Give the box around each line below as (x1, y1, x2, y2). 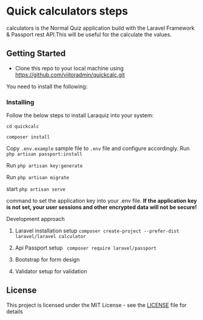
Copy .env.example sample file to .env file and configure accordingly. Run (6, 145, 190, 152)
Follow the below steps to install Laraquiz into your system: (6, 112, 154, 119)
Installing (6, 98, 35, 106)
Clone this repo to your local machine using (15, 64, 124, 72)
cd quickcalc (6, 123, 39, 130)
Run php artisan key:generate (6, 162, 83, 169)
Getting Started (6, 49, 66, 59)
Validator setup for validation (15, 268, 87, 275)
